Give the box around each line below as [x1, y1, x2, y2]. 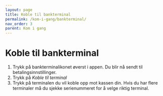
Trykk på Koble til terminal [12, 74, 67, 80]
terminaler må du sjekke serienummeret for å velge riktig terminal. [12, 85, 149, 91]
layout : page [5, 7, 33, 12]
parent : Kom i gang [5, 26, 46, 31]
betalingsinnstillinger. [12, 69, 57, 75]
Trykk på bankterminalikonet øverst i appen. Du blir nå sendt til [12, 64, 143, 70]
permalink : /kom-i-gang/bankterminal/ [5, 16, 87, 21]
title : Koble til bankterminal [5, 12, 71, 17]
